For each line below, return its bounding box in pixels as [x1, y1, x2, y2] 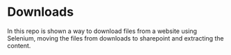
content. [7, 41, 31, 49]
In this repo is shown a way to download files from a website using [7, 27, 198, 35]
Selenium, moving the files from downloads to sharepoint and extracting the [7, 34, 224, 42]
